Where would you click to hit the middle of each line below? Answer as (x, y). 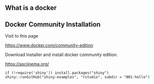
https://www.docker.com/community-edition (49, 45)
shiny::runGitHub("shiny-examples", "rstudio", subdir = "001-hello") (77, 77)
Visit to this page (22, 36)
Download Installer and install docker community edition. (62, 55)
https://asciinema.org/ (27, 64)
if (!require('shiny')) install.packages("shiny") (57, 73)
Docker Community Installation (53, 24)
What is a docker (31, 8)
